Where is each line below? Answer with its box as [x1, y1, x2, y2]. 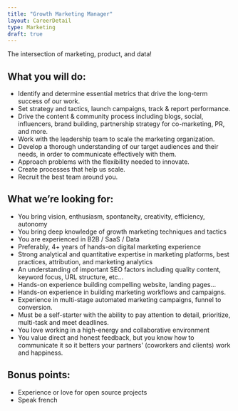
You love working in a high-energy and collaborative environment [17, 326, 210, 334]
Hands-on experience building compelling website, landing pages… [17, 280, 217, 288]
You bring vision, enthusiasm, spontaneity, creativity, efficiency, [17, 212, 205, 221]
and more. [17, 128, 48, 136]
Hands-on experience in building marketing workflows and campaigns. [17, 288, 227, 296]
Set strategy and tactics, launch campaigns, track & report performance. [17, 105, 231, 113]
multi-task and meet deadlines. [17, 318, 109, 326]
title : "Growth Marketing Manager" [7, 10, 113, 18]
